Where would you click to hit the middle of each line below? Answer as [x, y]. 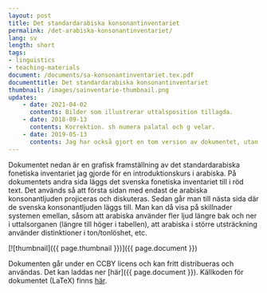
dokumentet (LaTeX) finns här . [58, 280]
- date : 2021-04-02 [55, 105]
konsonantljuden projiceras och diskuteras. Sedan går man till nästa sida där [133, 198]
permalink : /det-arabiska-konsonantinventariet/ [90, 30]
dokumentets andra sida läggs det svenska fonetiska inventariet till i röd [126, 181]
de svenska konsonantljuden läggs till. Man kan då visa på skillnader [120, 207]
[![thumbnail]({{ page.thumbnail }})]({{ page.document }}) [103, 247]
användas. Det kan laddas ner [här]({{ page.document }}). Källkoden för [126, 271]
